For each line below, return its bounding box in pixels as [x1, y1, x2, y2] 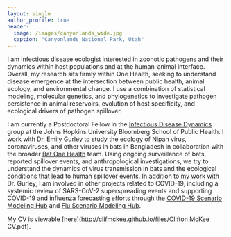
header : [7, 23, 30, 30]
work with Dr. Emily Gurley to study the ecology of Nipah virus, [7, 135, 187, 143]
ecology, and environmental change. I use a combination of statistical [7, 85, 206, 93]
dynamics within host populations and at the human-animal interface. [7, 63, 205, 71]
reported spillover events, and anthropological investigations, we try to [7, 157, 209, 165]
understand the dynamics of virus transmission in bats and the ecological [7, 165, 217, 173]
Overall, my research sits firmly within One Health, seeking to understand [7, 70, 216, 79]
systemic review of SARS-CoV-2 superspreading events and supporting [7, 187, 212, 195]
